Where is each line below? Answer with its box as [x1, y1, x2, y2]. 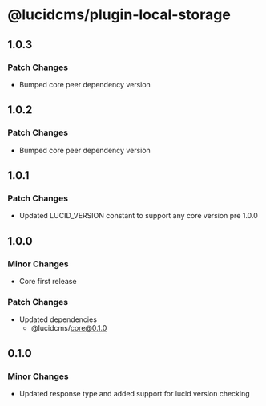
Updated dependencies [18, 315, 98, 324]
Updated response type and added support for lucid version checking [18, 388, 250, 398]
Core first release [18, 276, 77, 286]
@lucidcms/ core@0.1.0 [30, 323, 107, 333]
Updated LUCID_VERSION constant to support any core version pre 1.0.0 [18, 211, 258, 221]
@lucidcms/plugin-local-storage [7, 6, 232, 24]
